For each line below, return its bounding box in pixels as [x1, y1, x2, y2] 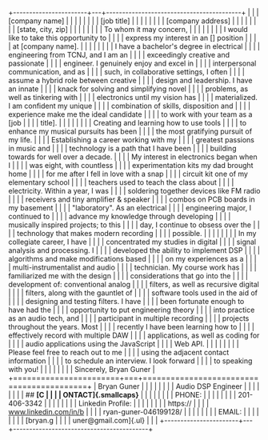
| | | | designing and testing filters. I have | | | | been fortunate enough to [8, 297, 245, 306]
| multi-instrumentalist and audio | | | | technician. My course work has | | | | [8, 262, 258, 272]
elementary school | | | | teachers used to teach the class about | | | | [8, 178, 234, 187]
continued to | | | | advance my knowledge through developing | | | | [8, 212, 231, 221]
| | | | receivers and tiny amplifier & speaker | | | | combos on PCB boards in [8, 194, 255, 204]
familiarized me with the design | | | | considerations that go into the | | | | [8, 271, 249, 280]
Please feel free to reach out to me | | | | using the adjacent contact [8, 348, 230, 357]
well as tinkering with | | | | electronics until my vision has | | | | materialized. [8, 93, 258, 102]
